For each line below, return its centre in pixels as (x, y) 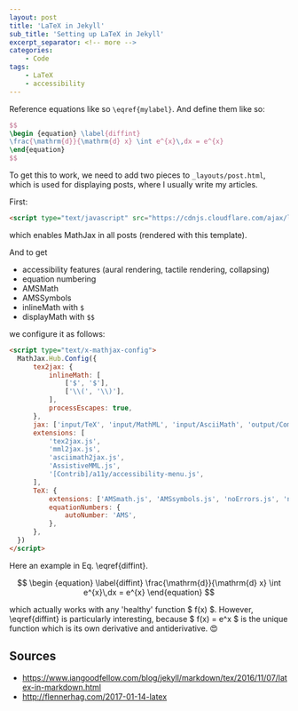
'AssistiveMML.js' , (85, 466)
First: (19, 202)
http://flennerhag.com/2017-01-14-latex (94, 696)
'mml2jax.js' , (74, 450)
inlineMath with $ (53, 307)
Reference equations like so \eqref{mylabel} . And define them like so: (137, 108)
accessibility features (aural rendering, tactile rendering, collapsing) (146, 269)
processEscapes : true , (90, 408)
